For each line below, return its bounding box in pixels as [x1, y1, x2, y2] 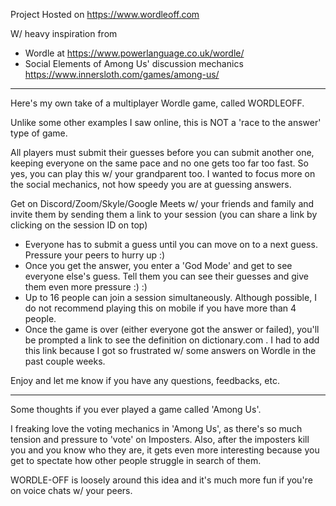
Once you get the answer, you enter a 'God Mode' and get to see [24, 260, 293, 271]
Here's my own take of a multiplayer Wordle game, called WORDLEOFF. [10, 97, 305, 109]
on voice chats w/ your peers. [10, 485, 133, 496]
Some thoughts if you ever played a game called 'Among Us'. [10, 404, 262, 415]
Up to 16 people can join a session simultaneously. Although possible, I [24, 292, 317, 303]
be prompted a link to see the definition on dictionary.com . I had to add [24, 334, 320, 346]
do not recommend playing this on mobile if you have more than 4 [24, 302, 297, 314]
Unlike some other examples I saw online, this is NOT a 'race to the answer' [10, 117, 322, 128]
